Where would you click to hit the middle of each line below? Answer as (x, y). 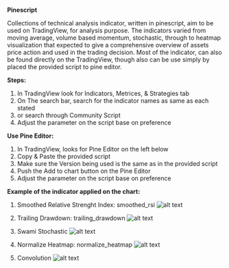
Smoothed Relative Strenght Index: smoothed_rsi (86, 205)
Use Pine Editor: (31, 136)
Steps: (16, 80)
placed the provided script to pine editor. (64, 67)
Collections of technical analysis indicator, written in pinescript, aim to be (110, 23)
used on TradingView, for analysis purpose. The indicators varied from (107, 31)
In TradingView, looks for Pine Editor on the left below (93, 149)
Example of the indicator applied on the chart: (74, 192)
